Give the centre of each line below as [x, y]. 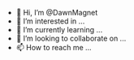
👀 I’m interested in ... [50, 21]
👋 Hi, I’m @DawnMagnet [57, 13]
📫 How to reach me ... [54, 47]
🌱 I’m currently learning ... [59, 30]
